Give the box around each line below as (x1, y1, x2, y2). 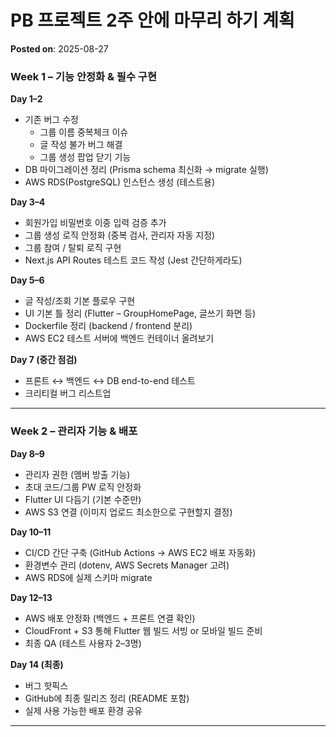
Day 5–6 (10, 274, 45, 286)
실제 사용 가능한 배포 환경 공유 (24, 704, 143, 716)
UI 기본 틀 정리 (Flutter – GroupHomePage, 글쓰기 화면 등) (24, 307, 257, 320)
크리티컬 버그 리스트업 (24, 387, 112, 400)
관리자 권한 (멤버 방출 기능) (24, 468, 131, 480)
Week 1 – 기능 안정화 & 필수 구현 (10, 69, 157, 83)
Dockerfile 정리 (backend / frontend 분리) (24, 320, 193, 332)
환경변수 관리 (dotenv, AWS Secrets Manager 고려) (24, 559, 230, 571)
